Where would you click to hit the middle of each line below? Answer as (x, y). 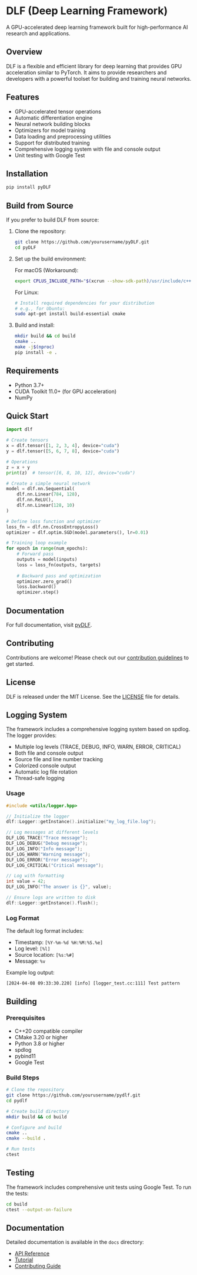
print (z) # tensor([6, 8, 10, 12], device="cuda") (71, 473)
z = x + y (18, 467)
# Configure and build (34, 1127)
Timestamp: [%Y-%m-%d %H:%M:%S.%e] (59, 942)
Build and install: (34, 325)
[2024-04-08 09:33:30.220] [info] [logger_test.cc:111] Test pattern (93, 983)
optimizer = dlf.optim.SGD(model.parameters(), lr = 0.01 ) (77, 532)
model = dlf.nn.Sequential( (41, 489)
